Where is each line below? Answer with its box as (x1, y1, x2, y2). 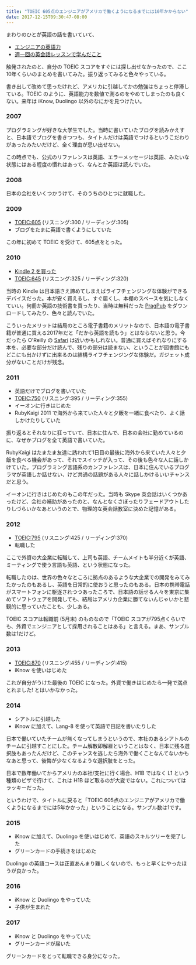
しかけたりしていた (14, 416, 61, 423)
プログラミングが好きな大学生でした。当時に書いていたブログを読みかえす (6, 126, 185, 134)
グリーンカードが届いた (14, 940, 71, 947)
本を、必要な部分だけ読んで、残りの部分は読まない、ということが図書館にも (6, 344, 190, 351)
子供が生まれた (14, 904, 51, 911)
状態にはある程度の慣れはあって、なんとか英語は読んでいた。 (6, 160, 153, 167)
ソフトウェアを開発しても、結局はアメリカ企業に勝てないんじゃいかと (16, 596, 184, 603)
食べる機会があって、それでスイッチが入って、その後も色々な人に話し (16, 456, 184, 463)
